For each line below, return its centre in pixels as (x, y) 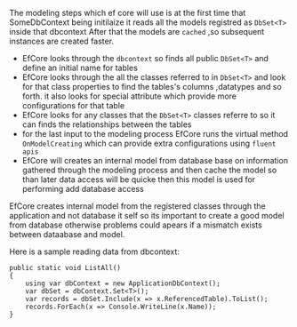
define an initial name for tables (80, 68)
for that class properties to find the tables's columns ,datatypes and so (152, 87)
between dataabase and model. (67, 234)
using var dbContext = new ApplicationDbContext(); (123, 283)
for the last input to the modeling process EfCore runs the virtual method (155, 134)
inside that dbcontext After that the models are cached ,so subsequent (137, 32)
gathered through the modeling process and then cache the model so (149, 170)
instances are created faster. (61, 41)
